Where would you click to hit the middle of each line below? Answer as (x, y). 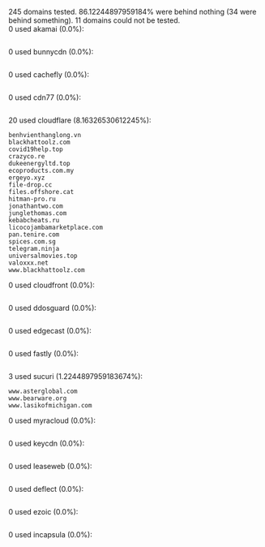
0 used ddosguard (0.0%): (53, 308)
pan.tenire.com (34, 235)
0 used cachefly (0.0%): (49, 75)
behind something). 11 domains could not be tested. (94, 20)
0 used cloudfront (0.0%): (52, 285)
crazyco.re (27, 157)
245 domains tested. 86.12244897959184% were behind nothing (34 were (132, 12)
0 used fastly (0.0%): (44, 353)
